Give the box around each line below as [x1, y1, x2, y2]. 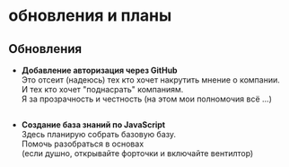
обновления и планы [8, 5, 172, 26]
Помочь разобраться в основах [21, 138, 144, 149]
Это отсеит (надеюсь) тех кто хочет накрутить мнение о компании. [21, 75, 280, 85]
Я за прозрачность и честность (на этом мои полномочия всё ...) [21, 93, 273, 104]
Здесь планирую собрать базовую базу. [21, 129, 177, 140]
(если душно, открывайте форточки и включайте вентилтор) [21, 148, 254, 159]
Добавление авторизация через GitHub [21, 65, 178, 75]
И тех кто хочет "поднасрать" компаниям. [21, 84, 184, 94]
